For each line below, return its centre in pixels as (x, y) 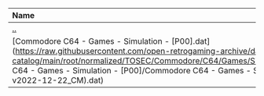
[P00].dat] (191, 41)
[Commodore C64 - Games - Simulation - (91, 41)
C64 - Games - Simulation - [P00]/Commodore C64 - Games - (132, 71)
